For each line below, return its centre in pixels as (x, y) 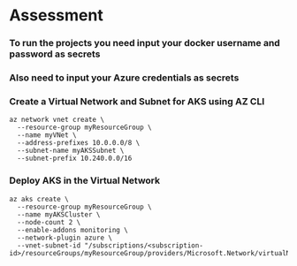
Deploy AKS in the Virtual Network (85, 180)
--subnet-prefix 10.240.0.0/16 (75, 159)
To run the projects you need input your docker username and (145, 43)
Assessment (56, 15)
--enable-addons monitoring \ (72, 230)
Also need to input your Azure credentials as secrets (124, 78)
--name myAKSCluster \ (59, 214)
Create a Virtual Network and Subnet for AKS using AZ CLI (137, 101)
